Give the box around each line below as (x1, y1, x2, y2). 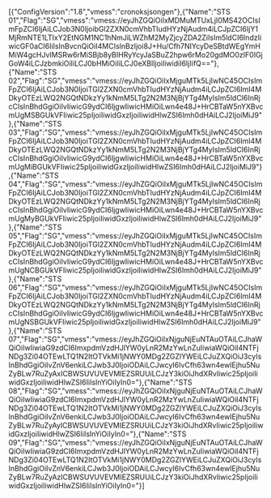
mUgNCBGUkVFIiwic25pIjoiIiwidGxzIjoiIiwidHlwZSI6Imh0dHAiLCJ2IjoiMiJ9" (8, 265, 262, 275)
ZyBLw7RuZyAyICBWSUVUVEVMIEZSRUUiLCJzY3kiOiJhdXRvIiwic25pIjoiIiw (8, 421, 264, 430)
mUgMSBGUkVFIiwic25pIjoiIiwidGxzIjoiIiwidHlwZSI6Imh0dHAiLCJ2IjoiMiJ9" (8, 110, 263, 120)
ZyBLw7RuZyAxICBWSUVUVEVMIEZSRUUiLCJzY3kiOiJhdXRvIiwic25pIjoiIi (8, 369, 259, 378)
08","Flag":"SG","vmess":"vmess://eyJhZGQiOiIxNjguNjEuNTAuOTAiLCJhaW (8, 386, 263, 396)
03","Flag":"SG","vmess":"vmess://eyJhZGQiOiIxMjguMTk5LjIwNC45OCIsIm (8, 127, 263, 137)
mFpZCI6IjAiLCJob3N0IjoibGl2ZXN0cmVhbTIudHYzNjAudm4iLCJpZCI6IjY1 (8, 24, 259, 33)
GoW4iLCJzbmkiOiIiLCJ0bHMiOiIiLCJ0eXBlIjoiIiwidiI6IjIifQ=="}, (8, 58, 220, 68)
